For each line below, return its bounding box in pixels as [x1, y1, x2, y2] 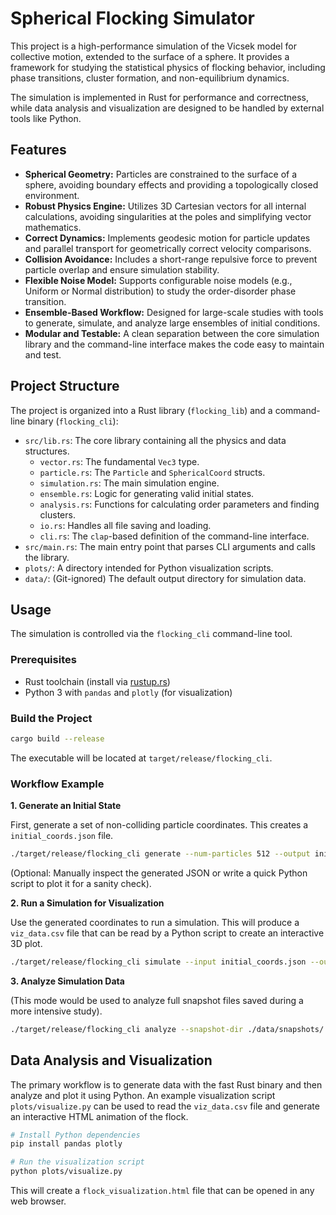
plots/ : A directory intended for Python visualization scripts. [24, 562, 274, 574]
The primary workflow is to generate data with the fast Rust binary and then [10, 1078, 323, 1091]
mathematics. [24, 221, 82, 233]
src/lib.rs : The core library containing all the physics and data [24, 434, 287, 446]
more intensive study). [10, 1005, 103, 1017]
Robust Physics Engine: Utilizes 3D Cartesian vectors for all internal [24, 200, 307, 212]
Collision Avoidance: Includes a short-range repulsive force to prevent [24, 253, 318, 265]
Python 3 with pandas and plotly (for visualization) [24, 686, 233, 698]
